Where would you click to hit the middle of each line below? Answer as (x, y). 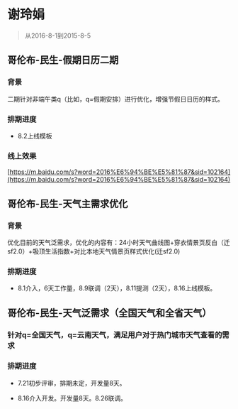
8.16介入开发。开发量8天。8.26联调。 (72, 398)
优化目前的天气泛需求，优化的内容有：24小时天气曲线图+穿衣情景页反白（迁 (119, 242)
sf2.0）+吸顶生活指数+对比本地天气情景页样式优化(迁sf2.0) (94, 251)
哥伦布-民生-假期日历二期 (63, 60)
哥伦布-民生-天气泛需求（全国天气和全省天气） (109, 313)
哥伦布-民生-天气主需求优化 (68, 203)
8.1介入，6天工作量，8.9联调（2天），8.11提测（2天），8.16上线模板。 (117, 288)
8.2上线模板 (35, 136)
